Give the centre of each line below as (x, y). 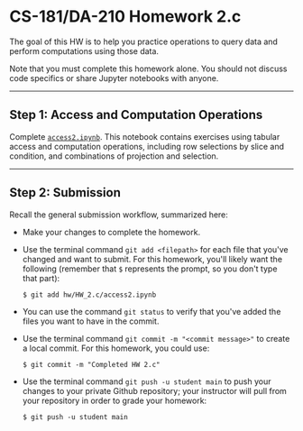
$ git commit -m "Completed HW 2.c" (91, 364)
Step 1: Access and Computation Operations (136, 115)
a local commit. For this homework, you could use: (116, 348)
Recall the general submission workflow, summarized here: (119, 215)
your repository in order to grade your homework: (115, 400)
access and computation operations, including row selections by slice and (147, 146)
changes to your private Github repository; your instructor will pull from (154, 390)
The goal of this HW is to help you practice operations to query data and (143, 41)
